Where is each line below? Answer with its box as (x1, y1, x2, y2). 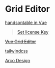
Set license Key (17, 29, 49, 35)
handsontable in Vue (5, 20, 47, 25)
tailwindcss (5, 48, 28, 54)
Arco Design (5, 57, 30, 63)
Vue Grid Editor (5, 38, 36, 45)
